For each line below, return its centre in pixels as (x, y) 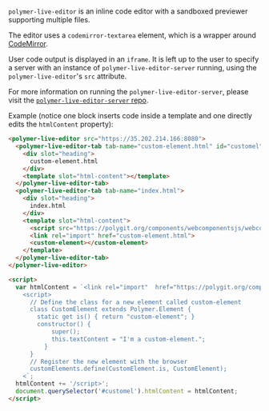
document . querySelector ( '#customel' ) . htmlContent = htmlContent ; (127, 391)
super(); (66, 332)
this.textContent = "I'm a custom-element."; (128, 339)
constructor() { (64, 325)
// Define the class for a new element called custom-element (135, 302)
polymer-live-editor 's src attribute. (68, 76)
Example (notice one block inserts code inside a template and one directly (130, 116)
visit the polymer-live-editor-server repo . (78, 100)
